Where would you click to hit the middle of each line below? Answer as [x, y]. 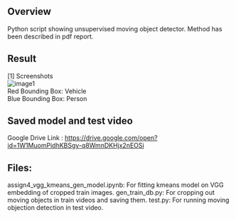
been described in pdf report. [50, 36]
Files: [20, 167]
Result [22, 59]
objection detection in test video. [55, 208]
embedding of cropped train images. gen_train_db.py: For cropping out [111, 193]
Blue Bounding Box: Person [47, 98]
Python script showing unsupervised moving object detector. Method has [115, 28]
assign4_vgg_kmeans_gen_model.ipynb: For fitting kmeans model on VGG [116, 185]
